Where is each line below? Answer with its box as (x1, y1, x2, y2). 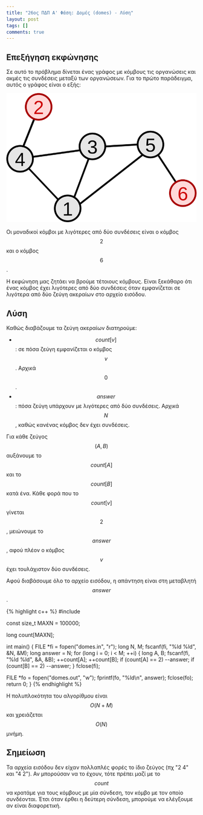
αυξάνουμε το (6, 452, 42, 460)
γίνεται (6, 509, 24, 516)
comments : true (6, 29, 45, 35)
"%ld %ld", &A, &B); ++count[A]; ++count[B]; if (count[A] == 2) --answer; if (6, 656, 195, 663)
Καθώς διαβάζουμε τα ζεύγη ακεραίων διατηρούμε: (6, 325, 137, 332)
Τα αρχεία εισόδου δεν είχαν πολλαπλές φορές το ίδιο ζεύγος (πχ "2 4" (6, 764, 189, 771)
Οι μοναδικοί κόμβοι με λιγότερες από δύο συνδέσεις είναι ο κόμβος (6, 228, 179, 236)
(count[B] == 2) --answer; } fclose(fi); (6, 662, 101, 670)
